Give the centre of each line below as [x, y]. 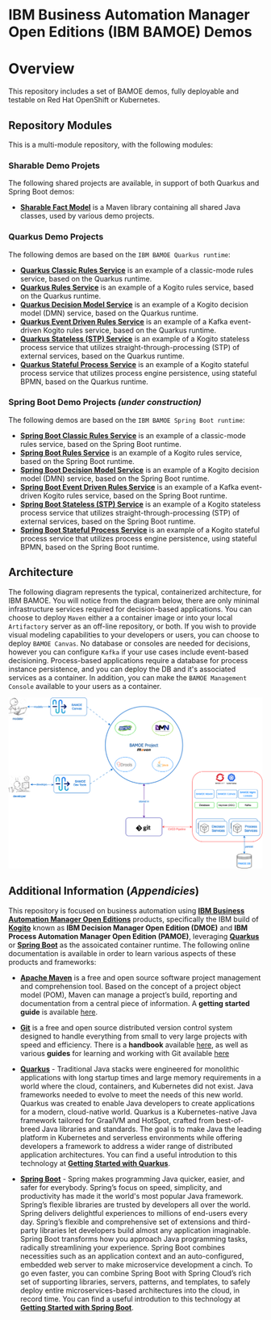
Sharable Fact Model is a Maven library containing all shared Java [130, 207]
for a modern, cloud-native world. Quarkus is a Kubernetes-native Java [138, 1112]
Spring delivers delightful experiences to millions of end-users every [134, 1213]
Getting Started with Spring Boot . [77, 1307]
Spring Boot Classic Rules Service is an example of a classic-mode [133, 435]
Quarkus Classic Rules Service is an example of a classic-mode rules [137, 270]
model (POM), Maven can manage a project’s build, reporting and [129, 995]
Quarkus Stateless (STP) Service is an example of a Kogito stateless [135, 338]
